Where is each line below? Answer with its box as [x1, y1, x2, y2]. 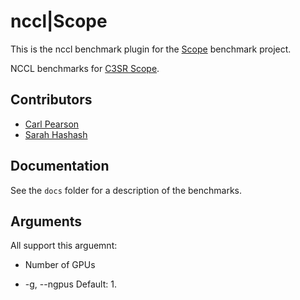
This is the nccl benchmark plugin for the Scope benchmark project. [10, 43, 292, 55]
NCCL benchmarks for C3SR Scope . [10, 62, 160, 74]
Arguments [10, 213, 83, 230]
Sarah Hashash [24, 128, 88, 140]
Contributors [10, 91, 93, 109]
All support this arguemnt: [10, 240, 118, 252]
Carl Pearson [24, 118, 80, 130]
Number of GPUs [24, 259, 96, 271]
